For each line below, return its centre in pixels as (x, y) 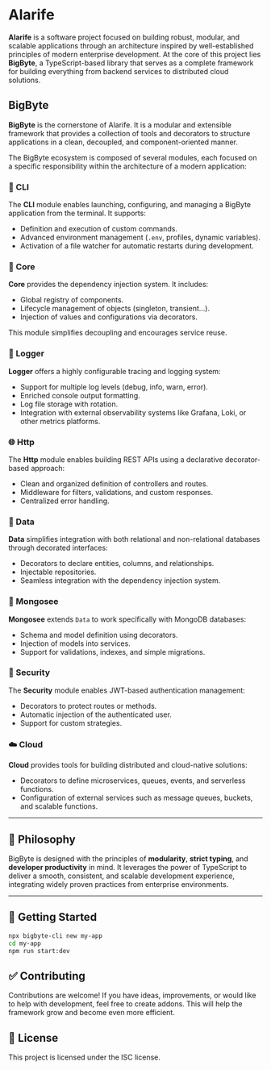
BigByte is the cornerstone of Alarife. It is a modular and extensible (120, 125)
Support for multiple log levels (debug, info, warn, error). (114, 387)
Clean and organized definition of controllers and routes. (114, 483)
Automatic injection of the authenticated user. (96, 714)
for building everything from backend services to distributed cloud (119, 71)
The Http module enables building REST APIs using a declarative (116, 459)
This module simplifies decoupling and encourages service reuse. (118, 333)
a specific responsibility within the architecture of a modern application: (128, 166)
